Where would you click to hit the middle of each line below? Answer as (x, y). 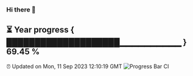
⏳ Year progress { (40, 30)
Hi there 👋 (21, 10)
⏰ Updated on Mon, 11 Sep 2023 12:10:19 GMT (65, 66)
